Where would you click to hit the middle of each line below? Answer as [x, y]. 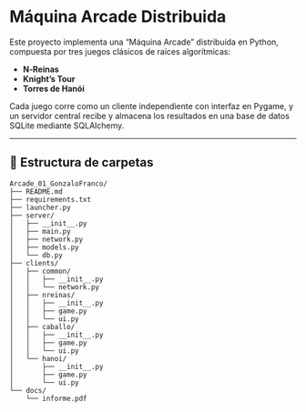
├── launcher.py [40, 207]
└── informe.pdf [57, 398]
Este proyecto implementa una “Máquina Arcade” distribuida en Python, [144, 42]
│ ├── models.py [44, 247]
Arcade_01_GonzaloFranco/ [58, 184]
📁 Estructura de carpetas [82, 162]
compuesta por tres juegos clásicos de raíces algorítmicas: [120, 51]
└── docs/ [28, 390]
